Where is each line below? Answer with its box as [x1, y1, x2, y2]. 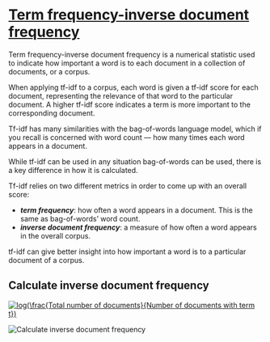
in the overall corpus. [19, 230, 91, 240]
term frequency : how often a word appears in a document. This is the [19, 205, 253, 215]
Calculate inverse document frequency [8, 279, 210, 293]
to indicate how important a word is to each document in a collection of [8, 58, 246, 68]
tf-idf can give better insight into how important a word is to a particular [8, 247, 247, 256]
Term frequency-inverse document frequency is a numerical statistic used [8, 49, 255, 59]
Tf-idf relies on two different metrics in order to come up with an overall [8, 180, 247, 191]
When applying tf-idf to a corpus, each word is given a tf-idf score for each [8, 82, 259, 92]
